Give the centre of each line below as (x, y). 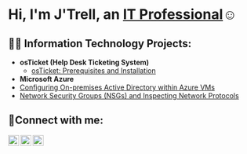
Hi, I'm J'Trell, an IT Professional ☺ (123, 15)
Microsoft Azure (47, 79)
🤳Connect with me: (56, 121)
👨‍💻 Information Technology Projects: (100, 44)
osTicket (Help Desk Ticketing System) (84, 62)
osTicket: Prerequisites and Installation (94, 71)
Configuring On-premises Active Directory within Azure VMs (117, 87)
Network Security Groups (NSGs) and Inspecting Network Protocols (129, 95)
